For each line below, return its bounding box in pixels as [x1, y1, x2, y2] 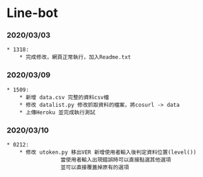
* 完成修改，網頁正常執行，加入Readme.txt [19, 54, 132, 61]
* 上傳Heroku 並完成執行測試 [19, 108, 96, 116]
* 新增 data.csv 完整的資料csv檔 [19, 93, 110, 101]
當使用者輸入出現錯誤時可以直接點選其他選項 [60, 156, 171, 164]
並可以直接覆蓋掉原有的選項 [60, 164, 129, 171]
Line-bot [6, 5, 58, 21]
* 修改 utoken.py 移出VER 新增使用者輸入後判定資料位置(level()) [19, 149, 197, 156]
